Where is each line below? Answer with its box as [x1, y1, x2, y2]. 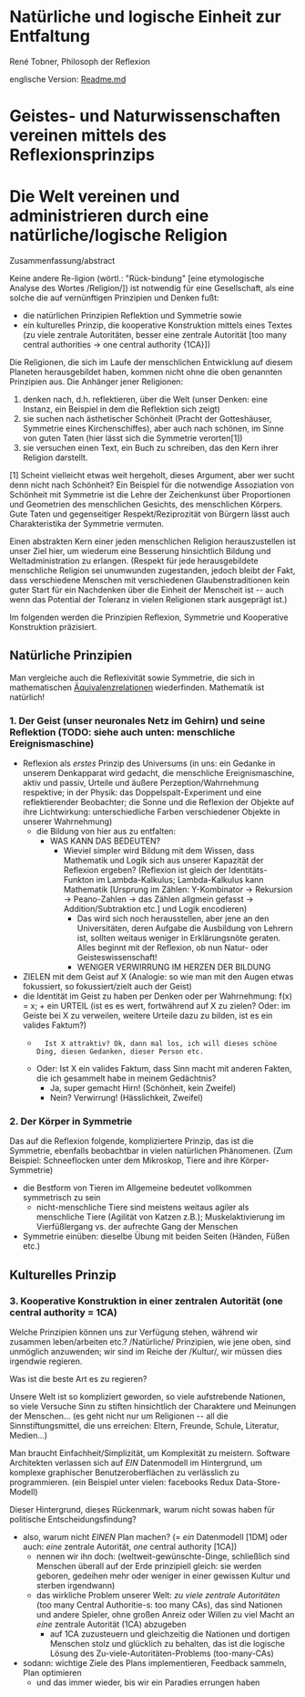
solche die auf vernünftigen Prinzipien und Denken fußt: [9, 292, 220, 303]
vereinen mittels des [9, 125, 167, 146]
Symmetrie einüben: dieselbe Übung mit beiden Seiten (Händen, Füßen [22, 1231, 290, 1242]
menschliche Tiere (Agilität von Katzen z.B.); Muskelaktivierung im [36, 1211, 285, 1222]
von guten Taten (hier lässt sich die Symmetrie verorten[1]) [22, 433, 243, 444]
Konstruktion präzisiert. [9, 622, 97, 633]
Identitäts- [229, 864, 268, 875]
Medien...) [9, 1430, 48, 1441]
